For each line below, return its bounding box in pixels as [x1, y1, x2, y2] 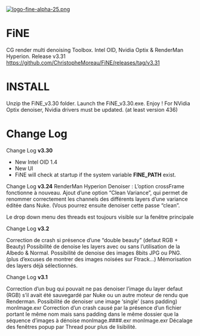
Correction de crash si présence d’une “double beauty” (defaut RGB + [6, 236, 178, 243]
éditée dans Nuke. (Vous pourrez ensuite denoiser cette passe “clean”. [6, 201, 180, 209]
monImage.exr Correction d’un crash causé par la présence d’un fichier [6, 304, 182, 311]
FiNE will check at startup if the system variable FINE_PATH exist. [14, 171, 176, 178]
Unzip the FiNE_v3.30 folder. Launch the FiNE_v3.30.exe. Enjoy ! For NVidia [6, 99, 190, 107]
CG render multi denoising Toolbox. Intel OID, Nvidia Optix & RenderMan [6, 46, 184, 53]
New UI [14, 164, 33, 172]
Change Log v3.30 [6, 146, 53, 154]
